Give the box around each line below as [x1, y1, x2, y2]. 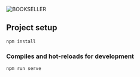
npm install [6, 38, 36, 44]
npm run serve [6, 66, 42, 72]
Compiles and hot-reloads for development [6, 52, 135, 60]
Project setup [6, 23, 58, 33]
